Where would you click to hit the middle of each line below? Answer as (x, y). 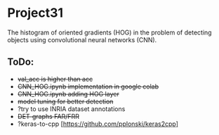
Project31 (35, 13)
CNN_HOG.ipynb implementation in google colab (88, 86)
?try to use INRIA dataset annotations (71, 109)
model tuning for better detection (65, 101)
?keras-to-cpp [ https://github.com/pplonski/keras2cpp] (98, 124)
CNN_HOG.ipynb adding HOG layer (68, 94)
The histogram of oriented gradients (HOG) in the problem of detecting (109, 32)
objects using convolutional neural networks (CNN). (82, 39)
